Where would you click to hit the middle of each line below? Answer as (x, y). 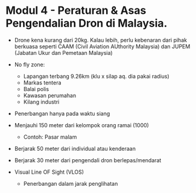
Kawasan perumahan (50, 95)
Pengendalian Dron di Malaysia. (87, 23)
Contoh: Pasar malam (50, 137)
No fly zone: (30, 65)
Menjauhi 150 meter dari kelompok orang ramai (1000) (81, 125)
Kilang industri (41, 102)
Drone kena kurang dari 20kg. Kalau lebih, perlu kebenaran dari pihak (101, 40)
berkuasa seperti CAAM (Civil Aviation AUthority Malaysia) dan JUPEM (102, 46)
